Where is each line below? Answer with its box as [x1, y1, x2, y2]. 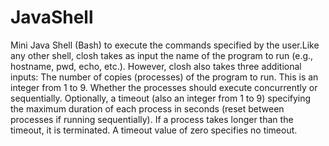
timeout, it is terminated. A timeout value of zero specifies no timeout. [10, 124, 298, 136]
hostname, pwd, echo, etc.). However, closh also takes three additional [10, 60, 302, 72]
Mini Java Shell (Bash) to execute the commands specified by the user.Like [10, 39, 320, 51]
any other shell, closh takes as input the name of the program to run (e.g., [10, 49, 314, 61]
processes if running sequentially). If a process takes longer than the [10, 113, 294, 125]
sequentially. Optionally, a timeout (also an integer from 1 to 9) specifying [10, 92, 312, 104]
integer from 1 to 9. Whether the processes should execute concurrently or [10, 81, 318, 93]
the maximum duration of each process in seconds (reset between [10, 102, 285, 115]
